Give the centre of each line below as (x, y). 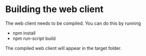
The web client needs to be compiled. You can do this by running (73, 23)
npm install (24, 33)
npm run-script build (34, 38)
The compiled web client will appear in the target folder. (63, 48)
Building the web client (54, 9)
